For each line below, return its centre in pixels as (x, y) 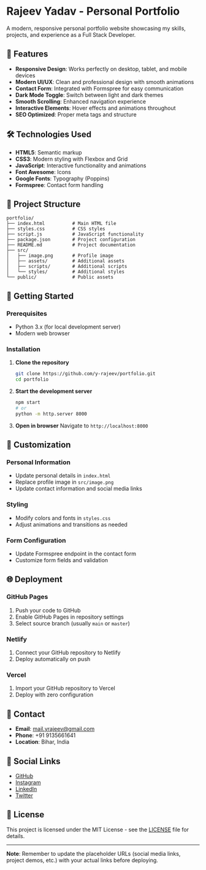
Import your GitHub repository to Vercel (65, 689)
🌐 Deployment (34, 580)
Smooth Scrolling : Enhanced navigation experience (80, 101)
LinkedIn (26, 788)
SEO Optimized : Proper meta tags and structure (76, 114)
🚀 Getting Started (40, 296)
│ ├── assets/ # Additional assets (65, 261)
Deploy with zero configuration (54, 695)
